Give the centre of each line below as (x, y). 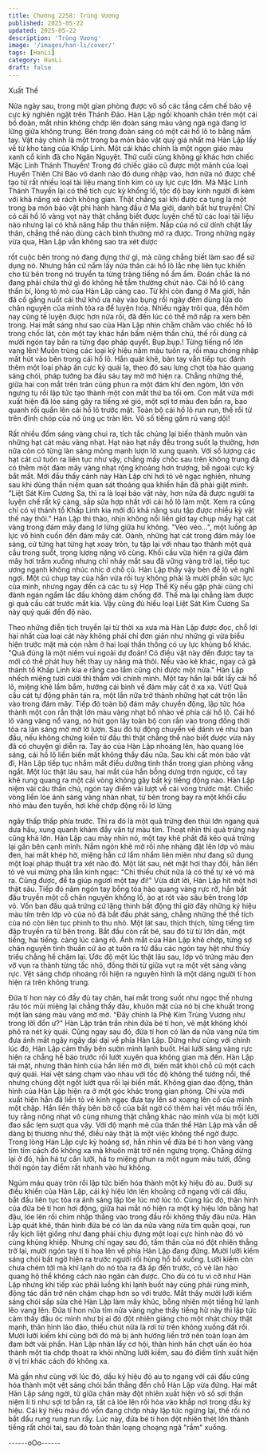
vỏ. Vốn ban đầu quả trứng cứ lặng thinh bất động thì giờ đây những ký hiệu (132, 905)
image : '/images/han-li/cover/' (62, 46)
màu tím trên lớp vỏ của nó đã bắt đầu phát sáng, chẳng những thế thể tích (131, 914)
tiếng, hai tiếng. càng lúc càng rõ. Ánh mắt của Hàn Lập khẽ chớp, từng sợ (130, 940)
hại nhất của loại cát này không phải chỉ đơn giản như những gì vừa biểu (126, 636)
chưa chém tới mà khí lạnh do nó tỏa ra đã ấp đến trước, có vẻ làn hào (123, 1267)
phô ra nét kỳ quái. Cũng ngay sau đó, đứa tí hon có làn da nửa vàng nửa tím (133, 1032)
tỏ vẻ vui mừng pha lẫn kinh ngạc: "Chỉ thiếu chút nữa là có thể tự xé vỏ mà (132, 872)
